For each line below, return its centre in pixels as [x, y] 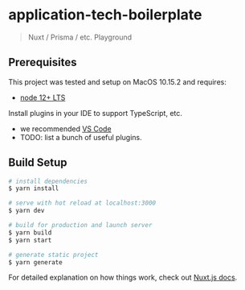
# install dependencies [48, 181]
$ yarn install [34, 188]
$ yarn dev [27, 211]
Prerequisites [43, 62]
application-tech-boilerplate [105, 15]
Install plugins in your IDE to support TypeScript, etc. [96, 113]
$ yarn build [30, 232]
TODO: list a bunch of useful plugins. [81, 137]
